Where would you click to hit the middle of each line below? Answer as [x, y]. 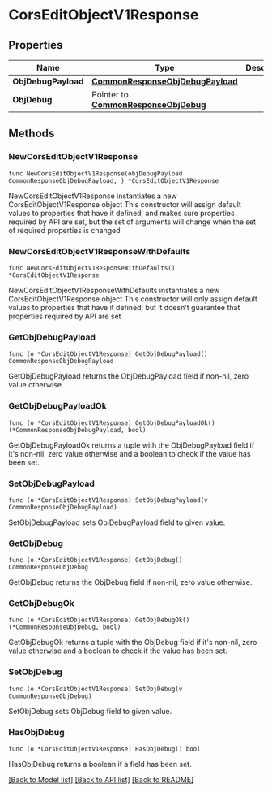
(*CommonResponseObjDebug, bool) [65, 627]
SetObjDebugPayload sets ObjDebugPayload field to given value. [117, 522]
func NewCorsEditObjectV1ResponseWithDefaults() [92, 268]
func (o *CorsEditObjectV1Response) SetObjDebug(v [96, 689]
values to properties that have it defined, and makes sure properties [121, 213]
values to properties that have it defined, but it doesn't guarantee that [124, 307]
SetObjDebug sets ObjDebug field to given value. [90, 711]
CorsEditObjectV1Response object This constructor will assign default [125, 204]
